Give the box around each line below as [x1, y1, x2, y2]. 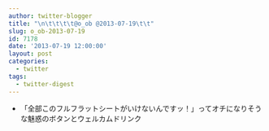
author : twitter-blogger [8, 11, 93, 20]
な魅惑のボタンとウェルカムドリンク [20, 113, 142, 123]
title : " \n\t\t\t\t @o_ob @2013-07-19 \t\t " [8, 20, 154, 28]
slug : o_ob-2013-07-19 [8, 27, 85, 35]
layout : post [8, 50, 53, 58]
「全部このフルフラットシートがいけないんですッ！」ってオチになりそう [20, 103, 262, 113]
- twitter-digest [15, 80, 75, 88]
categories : [8, 58, 49, 66]
